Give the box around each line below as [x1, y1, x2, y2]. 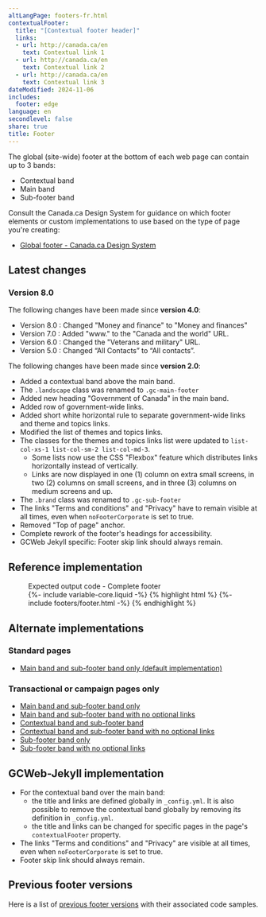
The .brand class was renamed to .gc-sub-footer [19, 495, 181, 505]
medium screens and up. [31, 487, 114, 496]
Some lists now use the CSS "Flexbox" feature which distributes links [31, 453, 258, 462]
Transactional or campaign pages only [8, 683, 160, 694]
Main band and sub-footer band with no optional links [19, 709, 196, 720]
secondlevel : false [8, 115, 73, 123]
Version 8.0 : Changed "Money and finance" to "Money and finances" [19, 321, 248, 330]
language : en [8, 108, 52, 116]
